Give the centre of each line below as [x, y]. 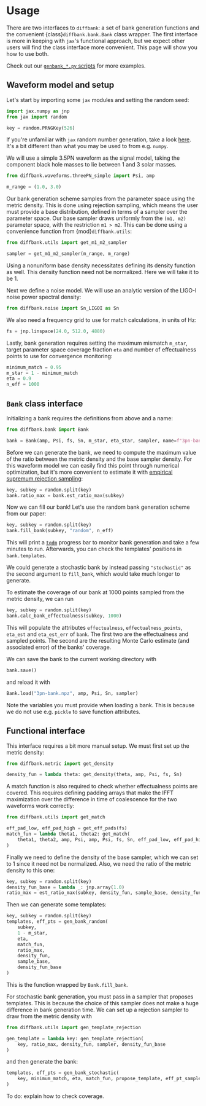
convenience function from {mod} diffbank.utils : [69, 232]
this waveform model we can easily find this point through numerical [93, 465]
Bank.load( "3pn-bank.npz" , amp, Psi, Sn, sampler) [72, 693]
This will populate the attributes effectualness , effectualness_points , [94, 627]
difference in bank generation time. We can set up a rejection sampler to [97, 1010]
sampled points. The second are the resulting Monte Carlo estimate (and [98, 640]
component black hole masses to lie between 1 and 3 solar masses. [91, 165]
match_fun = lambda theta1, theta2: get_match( [68, 834]
